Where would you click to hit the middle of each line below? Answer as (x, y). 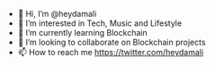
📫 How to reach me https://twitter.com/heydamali (111, 52)
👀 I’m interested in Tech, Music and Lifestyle (100, 23)
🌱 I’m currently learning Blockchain (82, 33)
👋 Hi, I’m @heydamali (57, 14)
